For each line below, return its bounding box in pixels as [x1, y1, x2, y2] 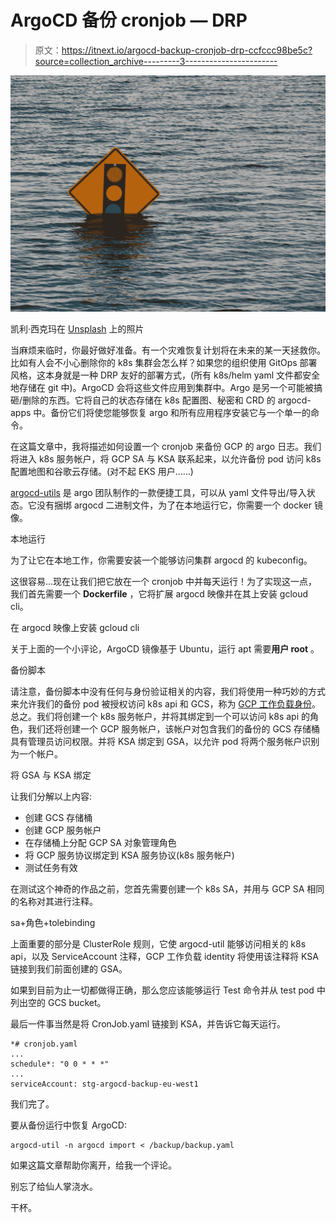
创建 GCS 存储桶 [24, 811, 93, 823]
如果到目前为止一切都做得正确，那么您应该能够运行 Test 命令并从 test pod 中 [10, 984, 326, 996]
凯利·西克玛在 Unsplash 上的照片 [10, 322, 145, 335]
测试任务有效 [24, 861, 78, 873]
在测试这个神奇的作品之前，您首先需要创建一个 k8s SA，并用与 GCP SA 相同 [10, 882, 325, 895]
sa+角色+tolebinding [10, 916, 96, 928]
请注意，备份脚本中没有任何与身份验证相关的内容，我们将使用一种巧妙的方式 [10, 685, 326, 697]
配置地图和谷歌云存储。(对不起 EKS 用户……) [10, 465, 194, 477]
